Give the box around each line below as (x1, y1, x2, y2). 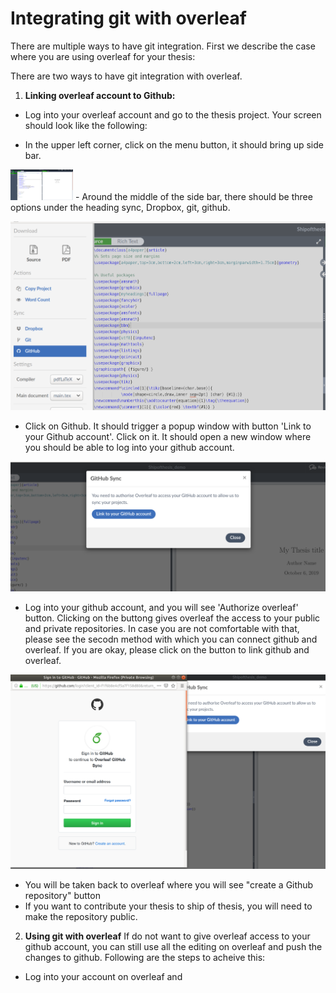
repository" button (24, 890, 101, 902)
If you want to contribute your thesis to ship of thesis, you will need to (24, 900, 313, 912)
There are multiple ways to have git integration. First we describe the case (10, 40, 316, 52)
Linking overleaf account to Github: (24, 89, 176, 101)
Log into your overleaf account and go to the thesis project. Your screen (24, 108, 322, 121)
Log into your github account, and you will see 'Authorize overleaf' (24, 601, 299, 613)
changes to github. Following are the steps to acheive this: (24, 952, 266, 964)
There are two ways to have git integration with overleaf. (10, 70, 243, 82)
